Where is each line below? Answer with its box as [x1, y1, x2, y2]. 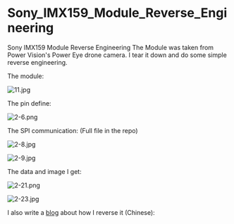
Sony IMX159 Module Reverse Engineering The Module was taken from [7, 43, 214, 51]
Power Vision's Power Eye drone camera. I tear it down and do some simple [7, 51, 227, 59]
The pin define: [7, 99, 51, 107]
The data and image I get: [7, 167, 82, 175]
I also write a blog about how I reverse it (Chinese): [7, 208, 155, 216]
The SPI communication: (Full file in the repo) [7, 126, 139, 135]
